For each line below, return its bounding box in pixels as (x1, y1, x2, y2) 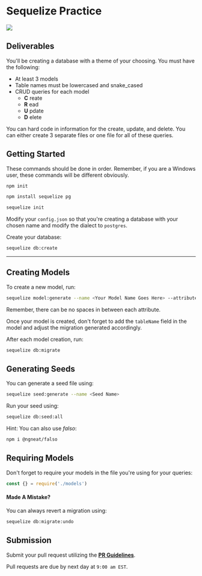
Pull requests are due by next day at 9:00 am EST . (6, 563, 128, 570)
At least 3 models (14, 75, 58, 82)
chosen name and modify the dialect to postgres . (6, 222, 128, 229)
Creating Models (6, 268, 70, 278)
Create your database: (6, 233, 62, 241)
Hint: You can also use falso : (6, 425, 77, 432)
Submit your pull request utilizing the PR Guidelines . (6, 551, 136, 559)
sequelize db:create (6, 245, 58, 251)
